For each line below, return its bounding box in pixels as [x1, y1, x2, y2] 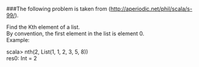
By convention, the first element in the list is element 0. [6, 30, 145, 37]
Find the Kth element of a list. [6, 24, 81, 30]
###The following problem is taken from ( [6, 5, 111, 12]
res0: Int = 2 [6, 55, 37, 62]
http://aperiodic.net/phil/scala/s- [110, 5, 193, 12]
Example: [6, 37, 30, 43]
